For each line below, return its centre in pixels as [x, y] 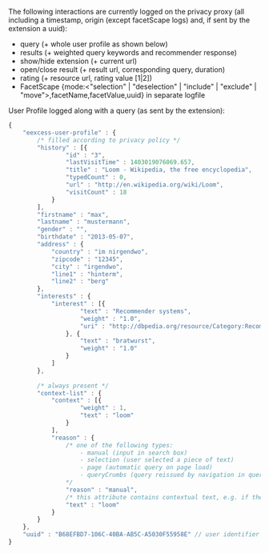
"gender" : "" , [62, 230]
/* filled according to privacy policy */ [109, 140]
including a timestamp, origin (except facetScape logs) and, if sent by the [129, 20]
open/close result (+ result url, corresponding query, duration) [122, 70]
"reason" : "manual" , [101, 490]
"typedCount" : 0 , [96, 178]
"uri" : [92, 326]
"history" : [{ [62, 147]
